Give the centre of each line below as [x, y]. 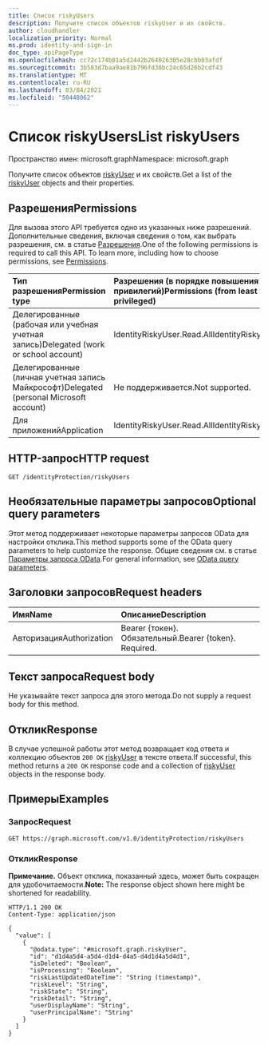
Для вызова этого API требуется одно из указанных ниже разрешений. [130, 227]
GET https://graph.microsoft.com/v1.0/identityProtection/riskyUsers [126, 838]
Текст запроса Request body [82, 676]
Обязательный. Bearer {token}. [178, 638]
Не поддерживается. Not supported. [182, 387]
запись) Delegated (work [59, 344]
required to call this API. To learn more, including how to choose [114, 253]
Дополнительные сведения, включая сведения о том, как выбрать [122, 236]
